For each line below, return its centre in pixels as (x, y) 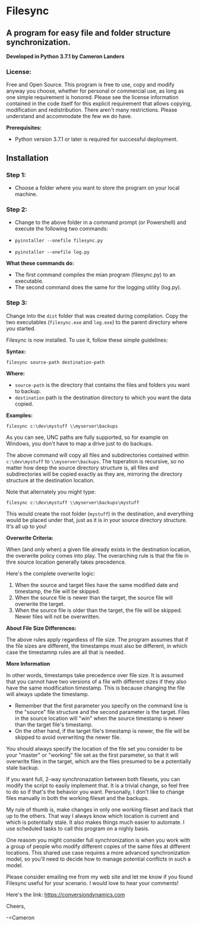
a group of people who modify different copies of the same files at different (98, 846)
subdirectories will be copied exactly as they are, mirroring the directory (94, 474)
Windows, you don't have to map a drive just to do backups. (80, 443)
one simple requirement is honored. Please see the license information (92, 97)
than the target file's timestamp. (54, 724)
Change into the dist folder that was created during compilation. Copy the (97, 315)
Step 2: (17, 209)
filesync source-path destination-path (56, 362)
